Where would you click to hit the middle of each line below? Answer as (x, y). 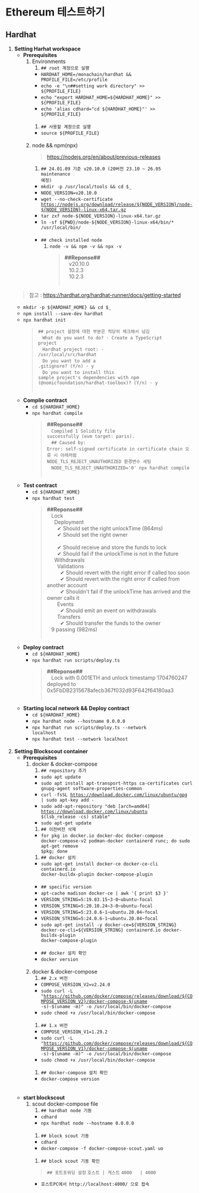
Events (65, 604)
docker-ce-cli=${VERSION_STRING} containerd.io (101, 930)
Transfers (69, 617)
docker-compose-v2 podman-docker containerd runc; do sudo (116, 841)
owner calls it (63, 598)
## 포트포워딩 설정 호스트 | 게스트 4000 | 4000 (101, 1173)
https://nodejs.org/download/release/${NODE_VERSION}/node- (117, 204)
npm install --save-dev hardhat (63, 314)
